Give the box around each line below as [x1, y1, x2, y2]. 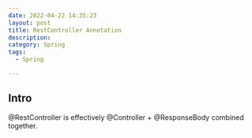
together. [8, 121, 38, 130]
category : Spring [8, 41, 66, 49]
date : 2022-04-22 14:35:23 [8, 11, 97, 20]
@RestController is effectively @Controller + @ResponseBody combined [8, 112, 245, 122]
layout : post [8, 19, 51, 27]
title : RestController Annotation [8, 26, 122, 34]
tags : [8, 48, 26, 56]
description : [8, 33, 51, 42]
